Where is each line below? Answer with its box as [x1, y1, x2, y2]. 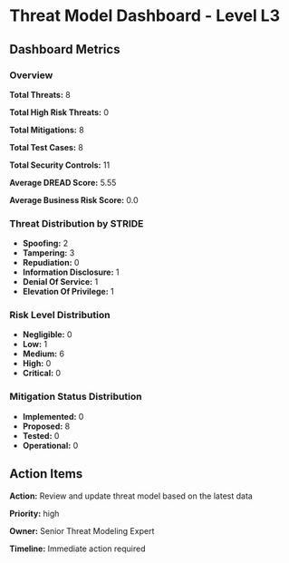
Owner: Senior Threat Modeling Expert [9, 525, 155, 536]
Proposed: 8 [22, 421, 71, 432]
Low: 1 [22, 339, 48, 350]
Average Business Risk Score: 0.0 [9, 194, 139, 205]
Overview [9, 69, 53, 82]
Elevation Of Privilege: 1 [22, 286, 115, 297]
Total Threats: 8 [9, 89, 71, 100]
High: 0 [22, 358, 52, 369]
